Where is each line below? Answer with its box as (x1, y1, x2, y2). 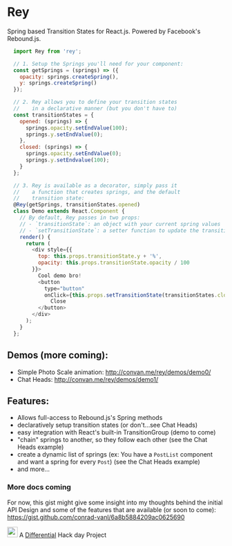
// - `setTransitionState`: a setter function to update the (19, 227, 199, 234)
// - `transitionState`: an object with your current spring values (19, 220, 221, 227)
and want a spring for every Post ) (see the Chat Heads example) (17, 458, 200, 466)
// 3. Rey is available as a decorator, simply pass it (13, 182, 177, 189)
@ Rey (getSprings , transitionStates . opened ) (13, 202, 140, 209)
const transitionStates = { (13, 112, 95, 118)
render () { (19, 234, 51, 240)
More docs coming (7, 482, 71, 492)
